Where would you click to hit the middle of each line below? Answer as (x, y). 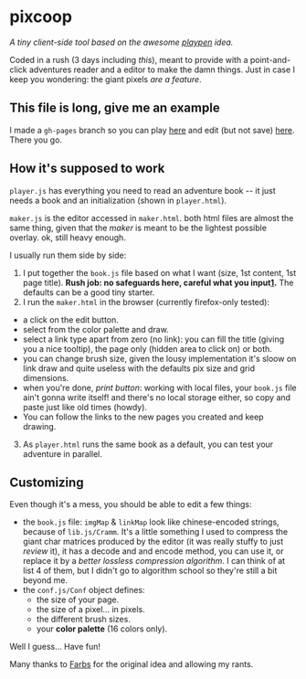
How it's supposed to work (87, 169)
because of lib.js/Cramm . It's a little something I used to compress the (155, 532)
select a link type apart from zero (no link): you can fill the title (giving (153, 339)
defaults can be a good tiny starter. (89, 292)
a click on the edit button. (70, 319)
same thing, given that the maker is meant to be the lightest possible (138, 228)
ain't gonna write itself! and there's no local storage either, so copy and (156, 397)
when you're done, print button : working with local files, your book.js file (159, 387)
